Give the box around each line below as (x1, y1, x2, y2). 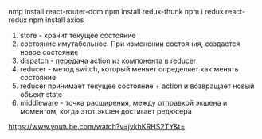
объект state (19, 90, 63, 98)
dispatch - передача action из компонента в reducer (19, 56, 197, 65)
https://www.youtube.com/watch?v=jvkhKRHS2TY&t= (8, 122, 186, 131)
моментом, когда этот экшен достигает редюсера (19, 106, 193, 116)
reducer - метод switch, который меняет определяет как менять (19, 64, 239, 74)
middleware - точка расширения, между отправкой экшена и (19, 98, 228, 107)
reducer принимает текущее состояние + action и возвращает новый (19, 81, 255, 91)
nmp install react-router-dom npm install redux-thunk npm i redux (8, 7, 225, 16)
